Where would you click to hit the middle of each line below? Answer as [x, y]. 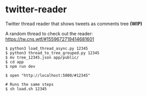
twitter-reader [36, 9]
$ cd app [15, 62]
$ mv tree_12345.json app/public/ [42, 57]
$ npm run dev [20, 66]
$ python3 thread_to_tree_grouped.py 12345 [52, 53]
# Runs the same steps [29, 84]
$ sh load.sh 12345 [26, 89]
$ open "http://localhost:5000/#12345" [48, 75]
